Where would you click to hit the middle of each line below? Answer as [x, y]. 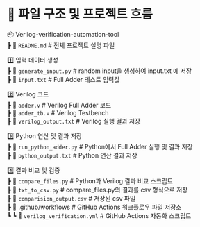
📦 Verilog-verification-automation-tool [63, 34]
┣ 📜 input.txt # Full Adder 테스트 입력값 [64, 79]
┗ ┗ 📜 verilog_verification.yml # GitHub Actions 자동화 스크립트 [99, 215]
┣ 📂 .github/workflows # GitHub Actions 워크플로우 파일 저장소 [94, 207]
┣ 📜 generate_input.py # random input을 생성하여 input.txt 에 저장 [100, 71]
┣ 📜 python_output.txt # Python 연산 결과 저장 [72, 155]
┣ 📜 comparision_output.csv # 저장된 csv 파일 [72, 198]
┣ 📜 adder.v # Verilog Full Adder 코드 [59, 105]
